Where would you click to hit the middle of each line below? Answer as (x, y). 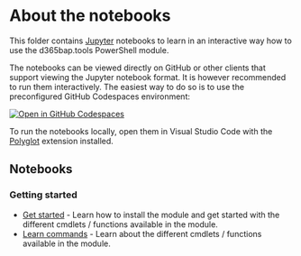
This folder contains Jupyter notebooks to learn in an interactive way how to (151, 41)
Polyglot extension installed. (62, 141)
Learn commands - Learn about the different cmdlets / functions (142, 233)
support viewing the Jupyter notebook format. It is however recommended (148, 77)
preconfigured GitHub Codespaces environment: (100, 96)
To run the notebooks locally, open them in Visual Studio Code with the (141, 131)
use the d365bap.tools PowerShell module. (89, 50)
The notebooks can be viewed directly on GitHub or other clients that (137, 68)
